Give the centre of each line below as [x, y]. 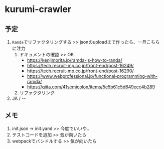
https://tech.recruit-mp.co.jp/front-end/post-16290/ [80, 71]
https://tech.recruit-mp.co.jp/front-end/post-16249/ [80, 65]
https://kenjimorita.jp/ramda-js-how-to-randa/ [74, 60]
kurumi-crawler [38, 9]
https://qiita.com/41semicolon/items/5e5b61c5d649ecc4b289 [91, 87]
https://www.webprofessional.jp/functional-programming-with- [92, 76]
